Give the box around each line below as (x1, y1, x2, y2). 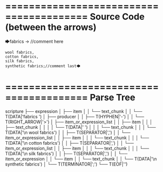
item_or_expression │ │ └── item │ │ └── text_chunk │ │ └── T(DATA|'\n (5, 156, 157, 162)
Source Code (89, 11, 145, 22)
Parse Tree (89, 92, 136, 103)
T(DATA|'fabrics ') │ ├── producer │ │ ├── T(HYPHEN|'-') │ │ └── (5, 113, 145, 119)
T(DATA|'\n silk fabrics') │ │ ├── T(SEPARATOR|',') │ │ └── (5, 150, 128, 157)
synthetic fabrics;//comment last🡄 (5, 63, 81, 69)
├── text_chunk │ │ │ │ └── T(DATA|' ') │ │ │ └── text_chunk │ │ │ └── (5, 124, 156, 130)
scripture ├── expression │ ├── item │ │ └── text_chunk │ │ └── (5, 108, 143, 114)
